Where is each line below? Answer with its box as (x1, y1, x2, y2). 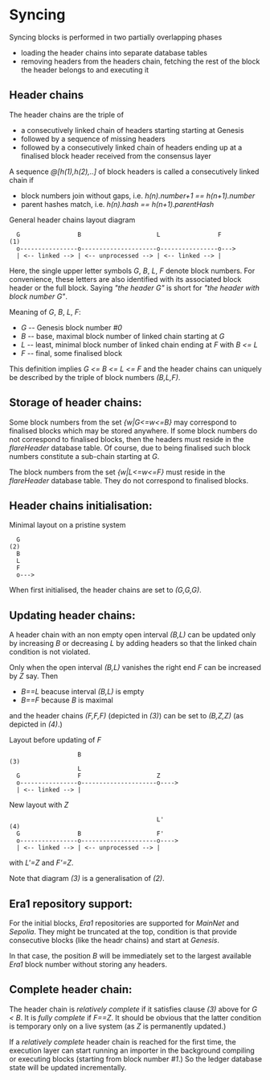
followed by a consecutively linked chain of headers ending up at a (20, 143, 243, 152)
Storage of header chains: (9, 396, 142, 410)
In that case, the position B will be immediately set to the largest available (9, 951, 252, 960)
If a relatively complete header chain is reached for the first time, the (9, 1037, 236, 1046)
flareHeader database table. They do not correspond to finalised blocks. (9, 475, 248, 485)
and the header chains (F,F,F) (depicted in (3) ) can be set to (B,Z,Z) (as (9, 711, 244, 721)
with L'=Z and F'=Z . (9, 858, 74, 867)
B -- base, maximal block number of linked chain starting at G (20, 331, 225, 341)
